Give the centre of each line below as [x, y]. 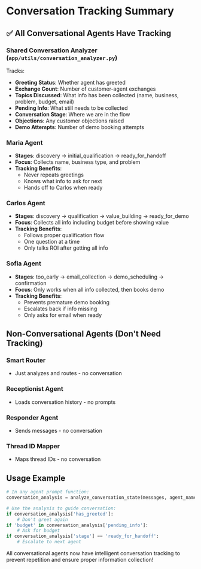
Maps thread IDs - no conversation [58, 459]
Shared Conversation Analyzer [52, 50]
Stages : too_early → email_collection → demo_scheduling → [89, 277]
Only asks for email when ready [63, 315]
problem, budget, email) [45, 101]
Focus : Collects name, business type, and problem [77, 162]
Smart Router [26, 360]
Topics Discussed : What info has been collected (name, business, [97, 95]
